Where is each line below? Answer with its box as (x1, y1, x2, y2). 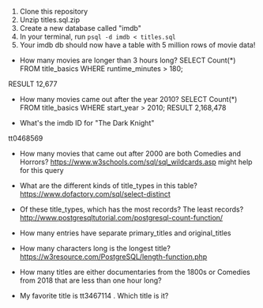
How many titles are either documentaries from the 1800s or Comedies (19, 268, 250, 276)
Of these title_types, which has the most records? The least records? (19, 205, 244, 214)
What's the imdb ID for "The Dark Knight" (19, 118, 155, 127)
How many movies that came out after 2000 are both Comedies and (19, 149, 241, 158)
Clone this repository (19, 7, 88, 16)
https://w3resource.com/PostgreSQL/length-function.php (19, 252, 208, 261)
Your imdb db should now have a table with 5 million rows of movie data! (19, 40, 256, 50)
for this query (19, 166, 65, 175)
